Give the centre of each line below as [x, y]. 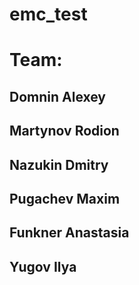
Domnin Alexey [58, 96]
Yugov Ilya [43, 266]
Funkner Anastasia [69, 233]
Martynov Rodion [64, 131]
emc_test [48, 14]
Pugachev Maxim [65, 198]
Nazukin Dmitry [59, 164]
